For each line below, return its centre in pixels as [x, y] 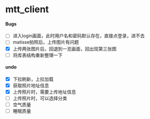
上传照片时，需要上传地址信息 [44, 92]
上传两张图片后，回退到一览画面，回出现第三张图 [64, 49]
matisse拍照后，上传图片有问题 [46, 42]
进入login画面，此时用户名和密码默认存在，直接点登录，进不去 [79, 36]
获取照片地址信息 [31, 85]
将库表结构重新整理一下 [38, 55]
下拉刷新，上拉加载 [33, 79]
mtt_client [27, 9]
